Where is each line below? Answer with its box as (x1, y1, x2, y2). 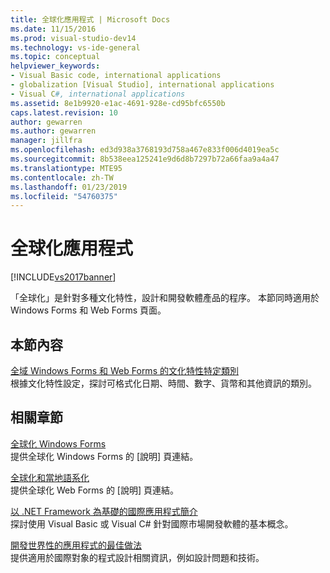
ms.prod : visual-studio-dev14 (10, 33, 137, 43)
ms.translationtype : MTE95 (10, 163, 123, 173)
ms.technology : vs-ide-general (10, 42, 141, 53)
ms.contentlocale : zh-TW (10, 172, 114, 183)
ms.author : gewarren (10, 126, 97, 136)
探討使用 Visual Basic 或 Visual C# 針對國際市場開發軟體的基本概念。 (10, 517, 294, 530)
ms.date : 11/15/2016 (10, 24, 97, 34)
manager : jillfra (10, 136, 83, 146)
